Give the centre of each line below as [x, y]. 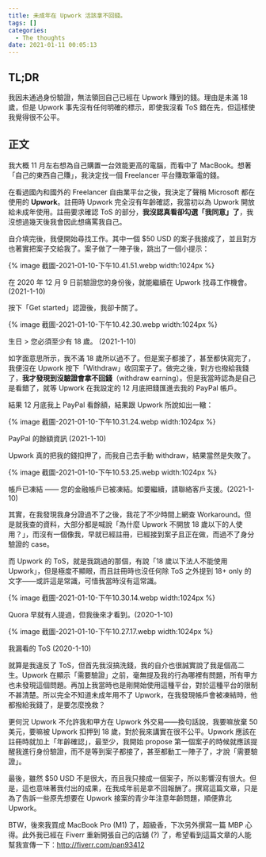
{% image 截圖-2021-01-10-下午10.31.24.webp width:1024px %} [112, 421]
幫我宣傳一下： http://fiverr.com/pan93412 [76, 844]
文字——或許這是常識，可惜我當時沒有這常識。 [84, 581]
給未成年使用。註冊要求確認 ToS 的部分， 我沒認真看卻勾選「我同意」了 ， [127, 212]
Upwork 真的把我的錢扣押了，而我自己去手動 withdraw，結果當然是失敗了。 [132, 455]
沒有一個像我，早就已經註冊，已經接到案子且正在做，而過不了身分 [147, 534]
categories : [28, 30]
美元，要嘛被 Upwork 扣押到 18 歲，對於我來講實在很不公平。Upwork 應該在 [133, 732]
